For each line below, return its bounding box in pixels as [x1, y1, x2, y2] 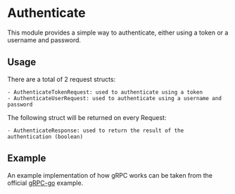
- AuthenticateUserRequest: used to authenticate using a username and [7, 95, 222, 102]
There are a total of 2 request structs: [7, 75, 116, 83]
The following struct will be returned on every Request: [7, 113, 167, 121]
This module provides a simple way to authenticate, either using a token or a [7, 28, 229, 37]
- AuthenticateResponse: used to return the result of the [7, 127, 184, 134]
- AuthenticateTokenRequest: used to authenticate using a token [7, 88, 203, 96]
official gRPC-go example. [7, 178, 84, 187]
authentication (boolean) [7, 133, 83, 140]
